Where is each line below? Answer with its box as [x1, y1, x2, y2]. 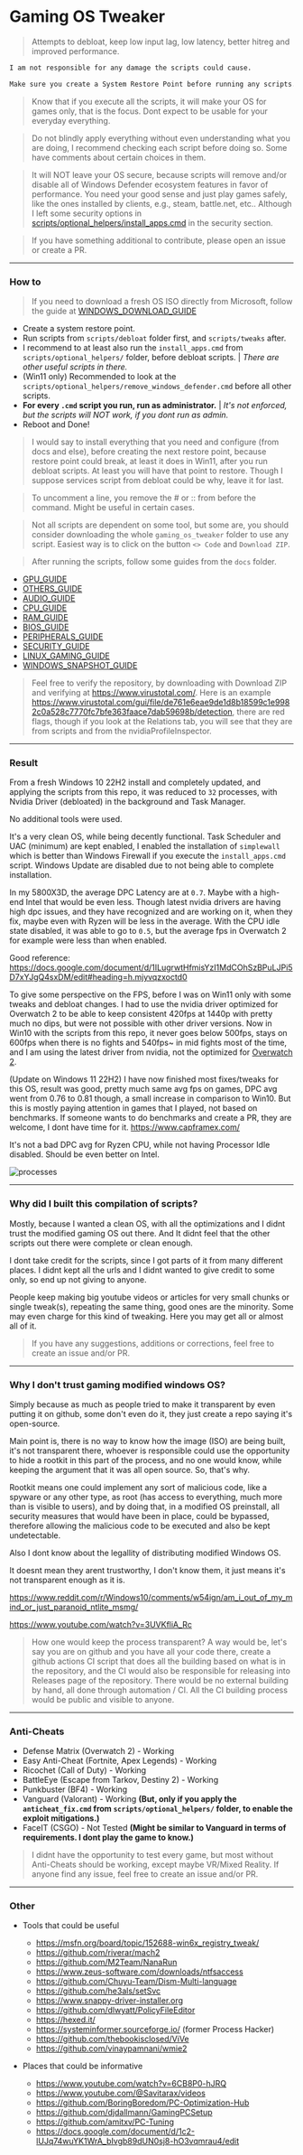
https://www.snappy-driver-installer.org [35, 1995, 183, 2006]
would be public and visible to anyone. [31, 1693, 175, 1704]
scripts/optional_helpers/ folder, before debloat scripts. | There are [22, 351, 280, 362]
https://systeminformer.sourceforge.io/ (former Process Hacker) [35, 2024, 275, 2035]
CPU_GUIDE [22, 602, 68, 613]
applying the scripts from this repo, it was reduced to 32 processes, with [9, 787, 278, 798]
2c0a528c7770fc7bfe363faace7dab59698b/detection [31, 706, 233, 717]
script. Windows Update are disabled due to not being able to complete [9, 860, 274, 871]
